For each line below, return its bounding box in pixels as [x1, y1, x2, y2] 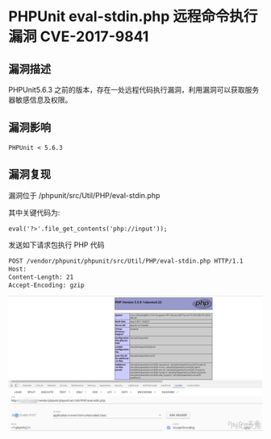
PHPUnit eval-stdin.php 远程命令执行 [8, 7, 258, 26]
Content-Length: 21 [8, 273, 74, 281]
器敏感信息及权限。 [8, 95, 73, 105]
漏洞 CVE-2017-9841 [8, 27, 149, 46]
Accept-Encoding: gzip [8, 281, 85, 289]
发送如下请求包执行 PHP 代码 [8, 239, 105, 250]
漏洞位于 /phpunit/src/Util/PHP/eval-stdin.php [8, 190, 161, 200]
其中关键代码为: [8, 207, 60, 217]
